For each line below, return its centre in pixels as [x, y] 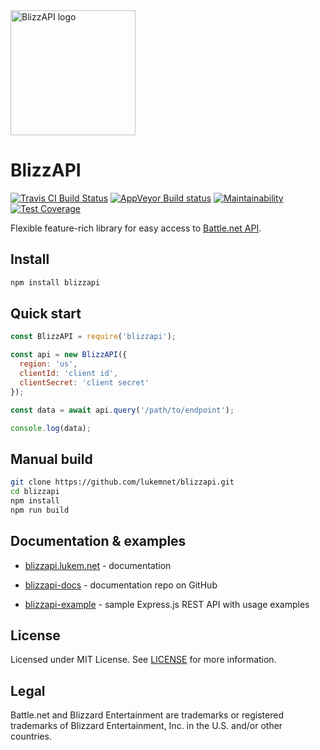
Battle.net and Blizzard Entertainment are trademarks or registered [147, 715]
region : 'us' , [48, 364]
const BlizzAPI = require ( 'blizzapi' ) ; [93, 337]
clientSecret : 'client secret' [84, 382]
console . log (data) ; [51, 428]
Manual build [51, 459]
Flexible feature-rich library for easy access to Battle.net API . [136, 228]
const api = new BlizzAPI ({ [69, 355]
